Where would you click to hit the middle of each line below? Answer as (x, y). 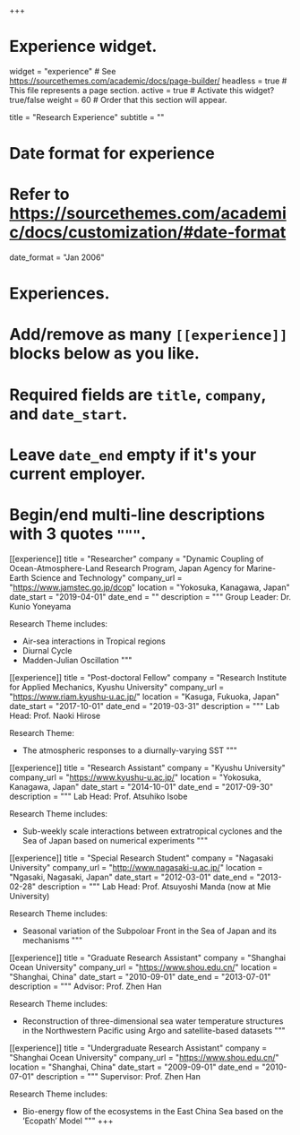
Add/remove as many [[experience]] (149, 335)
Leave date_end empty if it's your (133, 455)
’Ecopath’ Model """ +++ (68, 1121)
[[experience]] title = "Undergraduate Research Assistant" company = (138, 1048)
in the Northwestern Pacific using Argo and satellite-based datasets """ (154, 1030)
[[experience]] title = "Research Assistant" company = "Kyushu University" (148, 767)
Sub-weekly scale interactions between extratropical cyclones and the (152, 831)
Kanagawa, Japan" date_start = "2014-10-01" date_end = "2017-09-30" (141, 786)
